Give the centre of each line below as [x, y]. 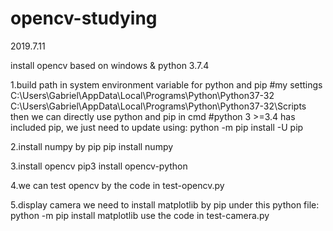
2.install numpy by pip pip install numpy [92, 146]
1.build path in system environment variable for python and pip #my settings [166, 84]
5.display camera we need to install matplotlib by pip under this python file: [165, 204]
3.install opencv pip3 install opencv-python [99, 166]
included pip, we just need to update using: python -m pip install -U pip [157, 127]
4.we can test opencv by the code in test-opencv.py [117, 185]
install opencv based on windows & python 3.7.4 [110, 65]
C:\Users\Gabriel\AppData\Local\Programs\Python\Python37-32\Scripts [158, 106]
